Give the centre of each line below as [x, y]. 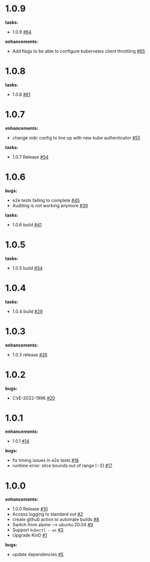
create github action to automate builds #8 [56, 519]
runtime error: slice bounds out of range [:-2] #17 [62, 465]
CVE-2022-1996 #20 [34, 398]
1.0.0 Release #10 [30, 509]
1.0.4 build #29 [27, 311]
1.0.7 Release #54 [30, 157]
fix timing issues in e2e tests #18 [46, 460]
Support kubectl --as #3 [38, 530]
